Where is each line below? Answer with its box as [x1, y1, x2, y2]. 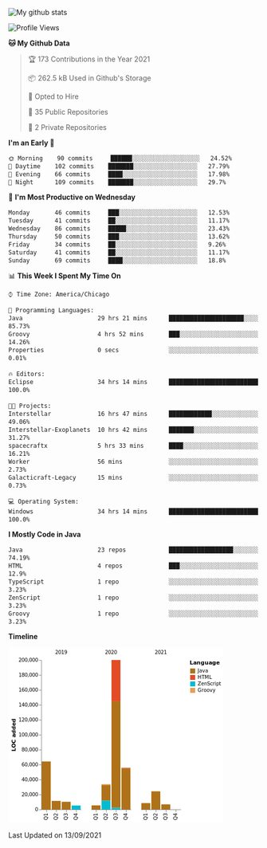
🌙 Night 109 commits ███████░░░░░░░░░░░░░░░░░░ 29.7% [8, 179, 226, 186]
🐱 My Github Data [8, 38, 70, 48]
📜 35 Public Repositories [27, 108, 109, 116]
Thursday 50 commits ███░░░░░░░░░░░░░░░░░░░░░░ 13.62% [8, 233, 230, 241]
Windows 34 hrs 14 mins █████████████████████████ [8, 508, 259, 516]
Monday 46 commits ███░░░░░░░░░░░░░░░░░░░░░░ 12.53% [8, 209, 230, 217]
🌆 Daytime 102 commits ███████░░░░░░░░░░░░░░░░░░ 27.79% [8, 163, 230, 171]
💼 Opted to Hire [27, 92, 80, 101]
